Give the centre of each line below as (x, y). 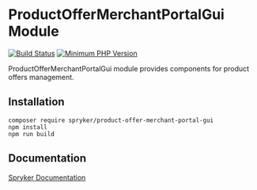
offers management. (41, 77)
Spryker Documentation (47, 177)
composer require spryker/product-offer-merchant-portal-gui (111, 120)
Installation (36, 102)
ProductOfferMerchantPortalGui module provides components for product (129, 68)
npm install (28, 127)
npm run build (32, 134)
